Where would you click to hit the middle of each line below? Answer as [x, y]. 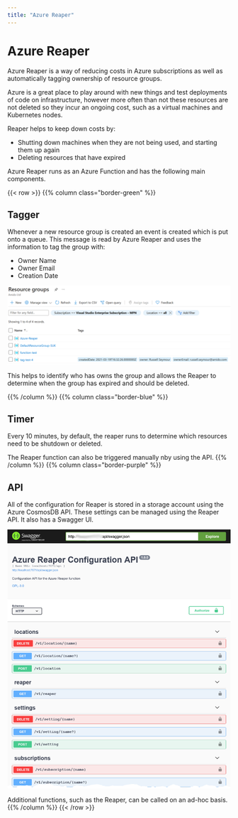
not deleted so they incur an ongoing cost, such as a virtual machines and [115, 107]
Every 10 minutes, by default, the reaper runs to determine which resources [118, 436]
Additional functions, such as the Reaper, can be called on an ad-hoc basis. [118, 800]
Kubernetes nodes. [35, 114]
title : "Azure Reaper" [41, 15]
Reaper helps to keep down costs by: [61, 129]
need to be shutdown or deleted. [55, 443]
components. [27, 178]
